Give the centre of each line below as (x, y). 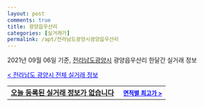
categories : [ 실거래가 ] (39, 33)
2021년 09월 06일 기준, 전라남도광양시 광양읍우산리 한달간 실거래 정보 (102, 60)
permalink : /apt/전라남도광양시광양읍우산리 (63, 40)
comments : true (29, 20)
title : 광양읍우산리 (32, 26)
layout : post (26, 14)
